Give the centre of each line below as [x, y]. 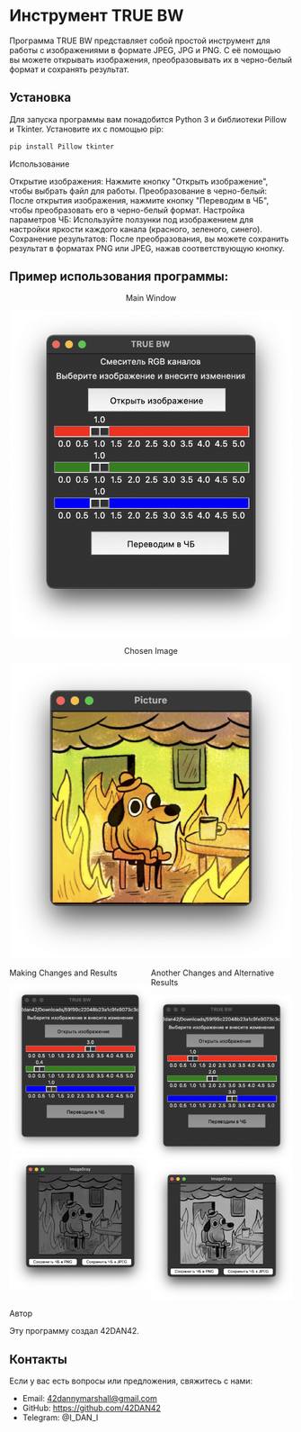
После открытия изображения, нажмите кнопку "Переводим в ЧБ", [139, 200]
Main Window [151, 298]
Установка [40, 98]
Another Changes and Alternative [213, 973]
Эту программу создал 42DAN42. [74, 1331]
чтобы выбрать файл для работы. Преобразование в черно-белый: [138, 191]
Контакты [38, 1359]
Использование [40, 164]
